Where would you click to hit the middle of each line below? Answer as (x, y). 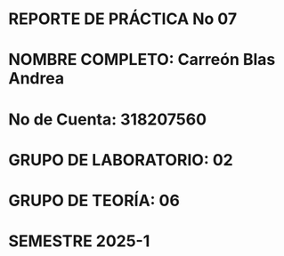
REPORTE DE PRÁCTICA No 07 (123, 19)
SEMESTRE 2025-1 (79, 241)
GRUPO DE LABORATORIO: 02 (121, 160)
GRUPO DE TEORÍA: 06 (94, 200)
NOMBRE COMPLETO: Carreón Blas (142, 60)
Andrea (36, 79)
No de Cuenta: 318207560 (107, 119)
